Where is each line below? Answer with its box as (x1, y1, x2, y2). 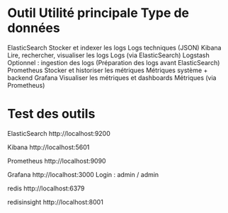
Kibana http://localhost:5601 (7, 143, 90, 151)
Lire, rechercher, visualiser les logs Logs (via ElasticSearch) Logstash (7, 51, 210, 59)
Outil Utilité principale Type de (7, 5, 190, 21)
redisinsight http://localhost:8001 (7, 197, 104, 206)
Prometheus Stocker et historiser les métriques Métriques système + (7, 66, 208, 74)
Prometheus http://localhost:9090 (7, 156, 106, 165)
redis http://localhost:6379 (7, 184, 85, 192)
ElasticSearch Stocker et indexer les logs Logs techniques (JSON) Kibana (7, 43, 222, 52)
